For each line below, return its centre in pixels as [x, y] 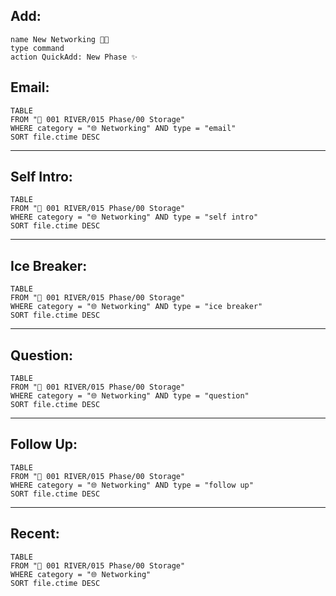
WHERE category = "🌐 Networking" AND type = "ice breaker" [136, 307]
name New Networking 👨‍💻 [60, 39]
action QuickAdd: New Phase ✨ [74, 57]
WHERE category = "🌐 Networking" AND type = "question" [130, 396]
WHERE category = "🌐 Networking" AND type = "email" [123, 128]
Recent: [35, 534]
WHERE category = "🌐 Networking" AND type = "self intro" [134, 217]
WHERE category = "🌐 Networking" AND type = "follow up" [132, 485]
